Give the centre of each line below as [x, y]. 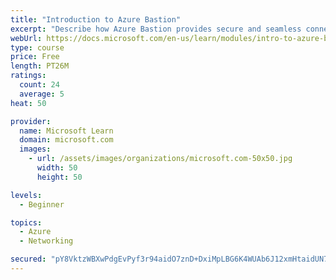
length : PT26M [40, 66]
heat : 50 [28, 103]
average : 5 [42, 94]
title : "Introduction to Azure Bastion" [96, 19]
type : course [37, 47]
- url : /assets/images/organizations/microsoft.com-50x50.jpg [160, 159]
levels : [26, 195]
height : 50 [59, 177]
